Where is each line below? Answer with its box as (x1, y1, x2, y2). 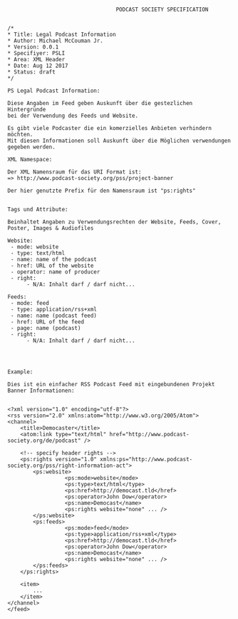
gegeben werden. (7, 144, 56, 151)
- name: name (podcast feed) (10, 312, 98, 319)
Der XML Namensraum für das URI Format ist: (7, 168, 142, 176)
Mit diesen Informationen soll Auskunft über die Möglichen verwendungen (7, 137, 232, 144)
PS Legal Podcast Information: (7, 87, 100, 94)
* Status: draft (7, 69, 56, 76)
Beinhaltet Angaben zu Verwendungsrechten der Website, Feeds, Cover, (7, 218, 222, 226)
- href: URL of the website (10, 262, 94, 269)
